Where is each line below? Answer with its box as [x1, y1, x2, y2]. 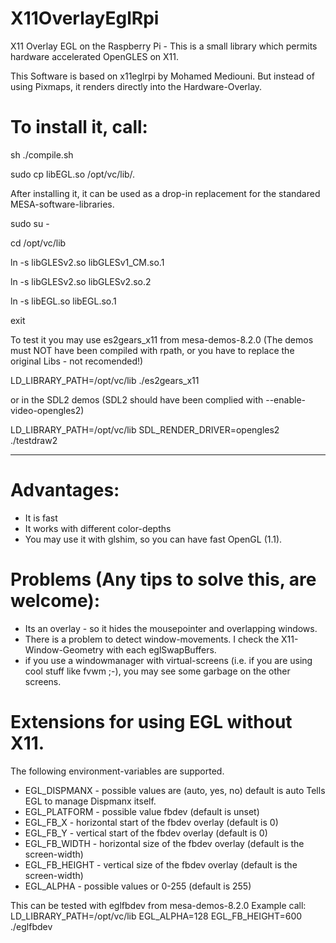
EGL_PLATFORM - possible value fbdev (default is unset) [24, 805, 260, 817]
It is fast [24, 512, 58, 524]
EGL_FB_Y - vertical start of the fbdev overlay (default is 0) [24, 827, 268, 839]
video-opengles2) [10, 404, 85, 416]
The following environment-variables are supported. [10, 765, 225, 777]
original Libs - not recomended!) [10, 355, 144, 367]
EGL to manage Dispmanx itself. [24, 795, 157, 807]
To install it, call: [10, 116, 148, 139]
